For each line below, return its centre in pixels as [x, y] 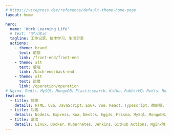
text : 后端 [30, 67]
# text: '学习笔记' [29, 34]
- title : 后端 [24, 110]
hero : [11, 24]
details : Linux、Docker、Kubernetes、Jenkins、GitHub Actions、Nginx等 [90, 124]
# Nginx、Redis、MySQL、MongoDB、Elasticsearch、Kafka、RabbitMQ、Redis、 [84, 91]
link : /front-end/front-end [49, 57]
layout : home [19, 15]
